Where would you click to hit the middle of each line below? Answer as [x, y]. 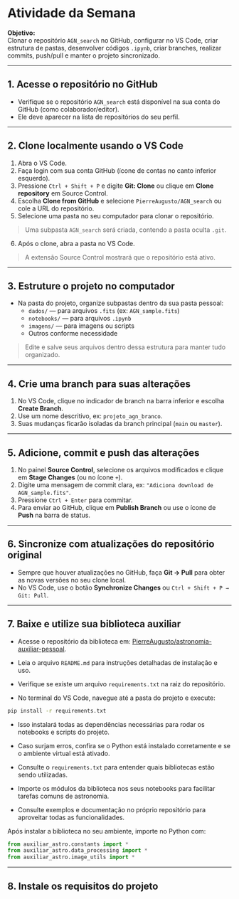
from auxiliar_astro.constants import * [68, 844]
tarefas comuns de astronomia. [63, 796]
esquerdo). [34, 178]
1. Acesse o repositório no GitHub [83, 84]
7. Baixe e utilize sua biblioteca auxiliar [94, 624]
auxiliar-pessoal [41, 649]
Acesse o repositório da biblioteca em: [74, 641]
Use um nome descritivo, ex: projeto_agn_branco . [90, 416]
